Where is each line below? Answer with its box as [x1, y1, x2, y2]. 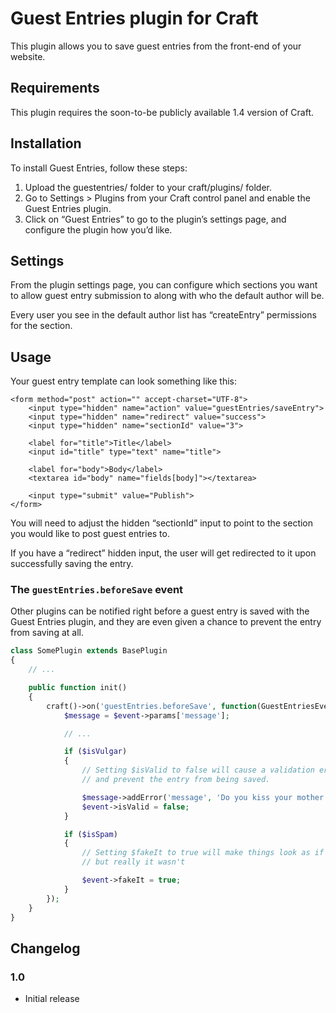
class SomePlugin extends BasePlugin [10, 646, 168, 656]
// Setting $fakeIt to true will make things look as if [81, 848, 325, 858]
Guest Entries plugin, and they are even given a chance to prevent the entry [10, 616, 322, 628]
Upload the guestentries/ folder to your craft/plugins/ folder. [24, 181, 273, 193]
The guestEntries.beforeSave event [10, 583, 184, 597]
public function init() [28, 683, 128, 693]
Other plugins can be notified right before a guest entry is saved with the [10, 605, 310, 617]
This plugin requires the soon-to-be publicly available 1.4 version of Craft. [10, 106, 315, 118]
